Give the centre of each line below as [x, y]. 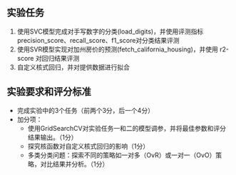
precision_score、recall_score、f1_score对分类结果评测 [98, 40]
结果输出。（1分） [52, 137]
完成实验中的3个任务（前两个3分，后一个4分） [86, 110]
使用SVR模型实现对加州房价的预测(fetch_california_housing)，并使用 [118, 49]
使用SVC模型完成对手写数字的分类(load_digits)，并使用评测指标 [110, 31]
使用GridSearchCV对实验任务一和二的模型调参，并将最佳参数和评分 [127, 128]
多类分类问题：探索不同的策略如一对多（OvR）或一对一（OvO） [122, 155]
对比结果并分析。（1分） [75, 164]
